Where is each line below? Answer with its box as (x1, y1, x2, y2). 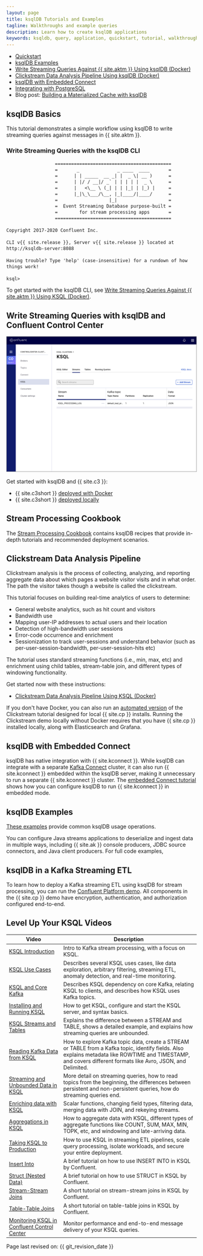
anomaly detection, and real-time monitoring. (63, 972, 176, 979)
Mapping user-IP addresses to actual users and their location (14, 619, 167, 626)
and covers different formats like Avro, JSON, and (63, 1057, 186, 1065)
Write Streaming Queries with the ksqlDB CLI (6, 146, 140, 154)
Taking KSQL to (8, 1139, 48, 1146)
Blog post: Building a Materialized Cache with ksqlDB (14, 91, 147, 99)
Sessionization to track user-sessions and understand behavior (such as (14, 638, 195, 645)
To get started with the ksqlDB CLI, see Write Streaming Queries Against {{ (6, 286, 192, 294)
